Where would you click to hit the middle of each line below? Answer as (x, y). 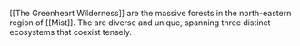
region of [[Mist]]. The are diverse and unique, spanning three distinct (140, 23)
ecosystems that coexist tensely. (70, 32)
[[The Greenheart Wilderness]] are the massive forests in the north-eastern (150, 13)
